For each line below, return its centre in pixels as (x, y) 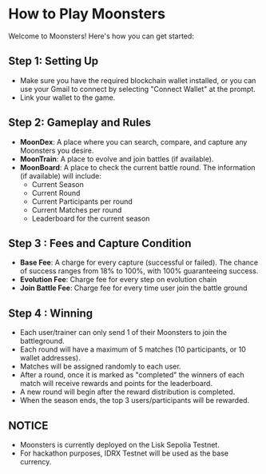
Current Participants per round (82, 201)
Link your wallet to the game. (67, 98)
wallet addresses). (50, 358)
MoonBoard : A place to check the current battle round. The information (137, 167)
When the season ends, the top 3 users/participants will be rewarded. (135, 400)
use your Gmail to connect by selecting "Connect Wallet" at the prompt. (137, 89)
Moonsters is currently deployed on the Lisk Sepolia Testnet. (119, 445)
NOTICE (28, 426)
